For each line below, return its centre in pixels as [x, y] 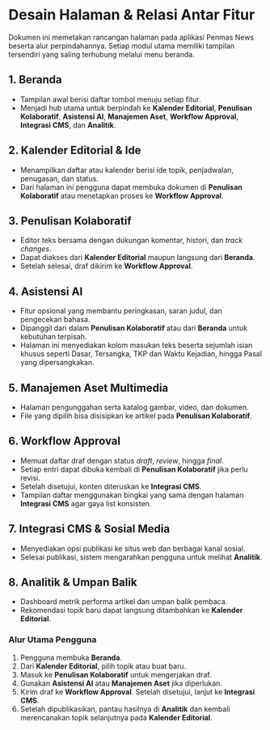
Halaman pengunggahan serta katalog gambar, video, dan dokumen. [134, 407]
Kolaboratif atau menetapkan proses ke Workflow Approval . [122, 195]
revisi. [30, 477]
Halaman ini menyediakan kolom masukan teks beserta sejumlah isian [136, 346]
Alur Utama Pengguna [53, 640]
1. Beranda [35, 80]
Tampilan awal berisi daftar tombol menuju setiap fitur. [110, 99]
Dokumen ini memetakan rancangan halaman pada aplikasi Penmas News [131, 37]
